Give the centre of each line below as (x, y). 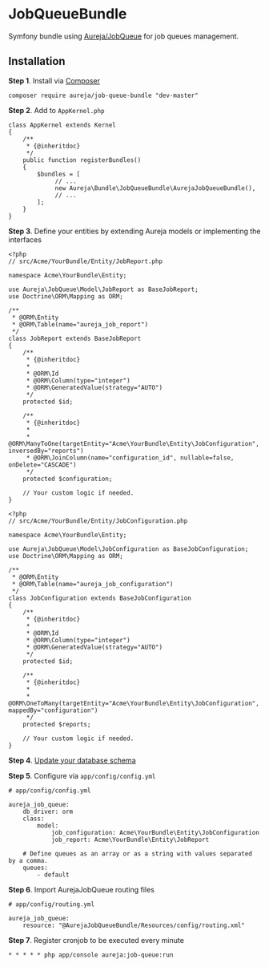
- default (53, 875)
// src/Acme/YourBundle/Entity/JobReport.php (85, 261)
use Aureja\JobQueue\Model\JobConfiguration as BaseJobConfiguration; (128, 549)
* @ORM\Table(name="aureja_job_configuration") (92, 584)
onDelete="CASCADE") (43, 465)
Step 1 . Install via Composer (54, 80)
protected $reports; (57, 724)
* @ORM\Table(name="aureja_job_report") (80, 324)
